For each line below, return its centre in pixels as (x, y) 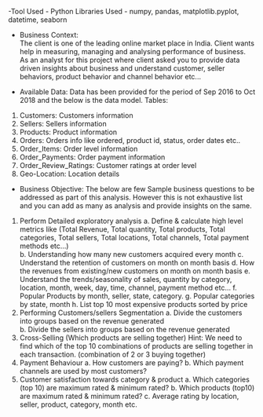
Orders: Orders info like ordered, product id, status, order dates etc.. (130, 140)
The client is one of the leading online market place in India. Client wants (137, 43)
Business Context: (49, 35)
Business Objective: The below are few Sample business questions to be (137, 189)
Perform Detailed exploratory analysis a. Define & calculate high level (131, 221)
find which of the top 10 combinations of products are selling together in (136, 346)
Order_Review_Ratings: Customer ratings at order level (108, 165)
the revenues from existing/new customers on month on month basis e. (135, 271)
